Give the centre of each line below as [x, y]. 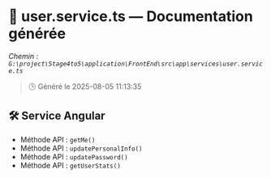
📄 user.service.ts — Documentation [131, 17]
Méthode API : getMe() [58, 139]
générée [37, 34]
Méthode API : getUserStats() [71, 165]
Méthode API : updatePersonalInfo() [81, 148]
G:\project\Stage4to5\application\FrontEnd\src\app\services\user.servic [136, 64]
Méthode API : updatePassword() [74, 156]
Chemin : [24, 56]
